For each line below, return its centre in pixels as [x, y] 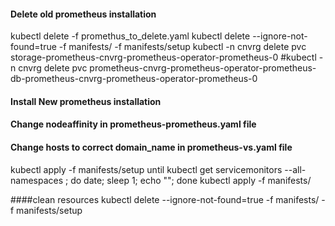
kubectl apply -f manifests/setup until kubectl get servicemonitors [146, 169]
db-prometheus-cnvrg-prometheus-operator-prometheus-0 [134, 79]
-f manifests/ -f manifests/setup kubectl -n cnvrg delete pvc [182, 47]
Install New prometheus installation [86, 101]
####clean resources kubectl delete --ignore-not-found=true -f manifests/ [165, 199]
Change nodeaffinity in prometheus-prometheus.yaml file [133, 124]
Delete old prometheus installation [83, 14]
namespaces [37, 180]
